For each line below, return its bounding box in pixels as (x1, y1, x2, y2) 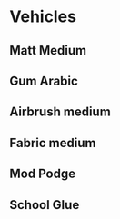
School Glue (9, 197, 80, 213)
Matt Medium (9, 43, 87, 58)
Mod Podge (9, 166, 75, 182)
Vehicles (9, 6, 77, 27)
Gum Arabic (9, 73, 79, 88)
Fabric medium (9, 134, 96, 151)
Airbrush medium (9, 105, 111, 120)
